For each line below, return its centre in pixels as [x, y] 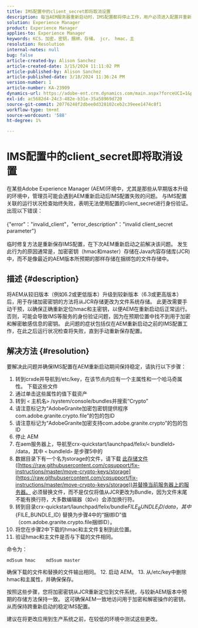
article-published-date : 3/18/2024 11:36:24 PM [66, 77]
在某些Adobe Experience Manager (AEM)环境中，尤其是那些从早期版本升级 [97, 189]
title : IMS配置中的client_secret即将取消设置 [59, 11]
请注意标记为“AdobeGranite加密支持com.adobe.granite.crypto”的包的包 [101, 423]
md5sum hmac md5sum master [44, 561]
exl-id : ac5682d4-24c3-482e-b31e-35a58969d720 [64, 99]
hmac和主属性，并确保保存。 [42, 579]
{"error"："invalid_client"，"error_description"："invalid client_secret [90, 224]
